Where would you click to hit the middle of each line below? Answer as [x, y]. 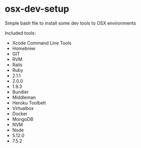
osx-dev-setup [37, 9]
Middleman [24, 97]
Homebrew [24, 48]
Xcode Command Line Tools [42, 43]
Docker [20, 114]
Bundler [20, 92]
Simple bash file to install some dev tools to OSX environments [70, 23]
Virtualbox [23, 108]
